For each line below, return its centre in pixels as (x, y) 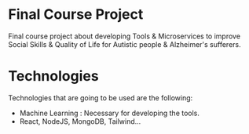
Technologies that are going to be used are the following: (101, 98)
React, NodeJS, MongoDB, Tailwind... (80, 121)
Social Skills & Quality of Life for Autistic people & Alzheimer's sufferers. (124, 44)
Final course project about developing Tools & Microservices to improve (124, 36)
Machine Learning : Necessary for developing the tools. (110, 113)
